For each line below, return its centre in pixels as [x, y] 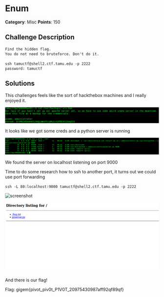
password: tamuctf [24, 69]
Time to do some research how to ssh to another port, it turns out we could [81, 172]
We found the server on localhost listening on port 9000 [61, 162]
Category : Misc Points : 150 [33, 22]
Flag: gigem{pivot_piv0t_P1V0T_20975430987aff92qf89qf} [65, 290]
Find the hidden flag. [28, 49]
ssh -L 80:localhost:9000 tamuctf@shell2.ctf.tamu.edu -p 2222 [71, 187]
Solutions [20, 84]
